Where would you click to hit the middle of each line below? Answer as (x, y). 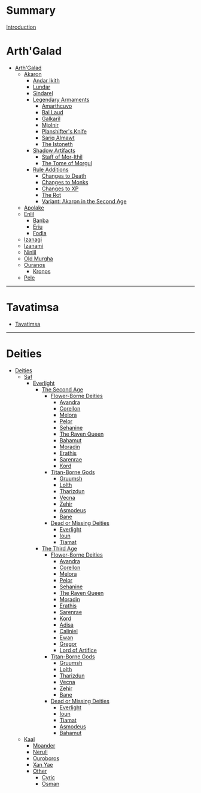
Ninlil (30, 252)
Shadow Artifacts (54, 150)
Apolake (34, 208)
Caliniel (68, 631)
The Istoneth (57, 144)
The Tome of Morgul (67, 163)
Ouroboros (46, 758)
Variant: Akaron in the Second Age (84, 201)
